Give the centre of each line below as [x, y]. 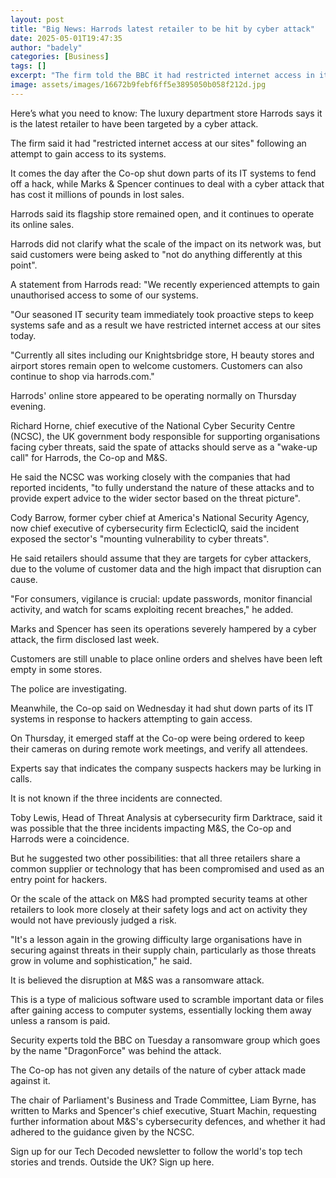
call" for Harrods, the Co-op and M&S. [89, 457]
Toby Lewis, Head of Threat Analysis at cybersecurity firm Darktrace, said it [166, 817]
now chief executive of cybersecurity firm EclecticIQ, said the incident [155, 528]
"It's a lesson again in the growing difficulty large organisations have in [156, 939]
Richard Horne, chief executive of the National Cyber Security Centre [153, 425]
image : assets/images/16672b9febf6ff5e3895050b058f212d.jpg [138, 85]
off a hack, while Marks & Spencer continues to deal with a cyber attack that [167, 183]
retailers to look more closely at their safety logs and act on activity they [159, 909]
